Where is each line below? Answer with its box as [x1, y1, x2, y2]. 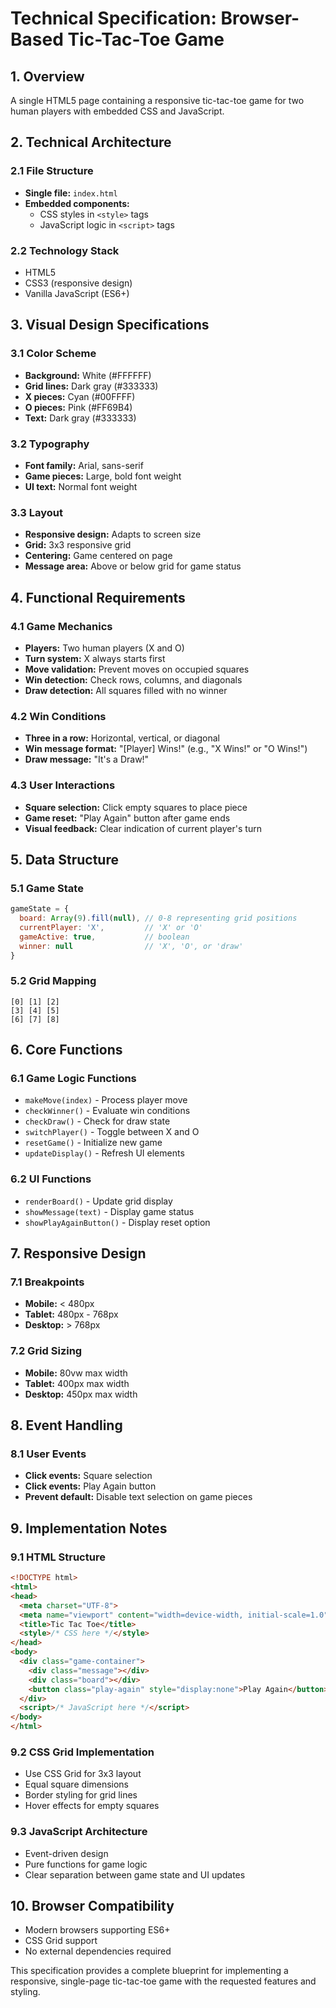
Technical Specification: [10, 7, 217, 30]
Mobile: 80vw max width [24, 1367, 128, 1379]
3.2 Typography [10, 437, 90, 451]
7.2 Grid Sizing [10, 1344, 83, 1358]
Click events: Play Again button [24, 1480, 157, 1492]
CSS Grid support [24, 1935, 98, 1947]
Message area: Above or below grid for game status [24, 560, 242, 572]
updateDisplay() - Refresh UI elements [24, 1147, 185, 1159]
